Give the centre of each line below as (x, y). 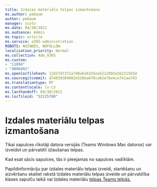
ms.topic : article (24, 37)
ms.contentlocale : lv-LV (30, 87)
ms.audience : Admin (25, 32)
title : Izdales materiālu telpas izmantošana (52, 10)
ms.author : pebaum (24, 14)
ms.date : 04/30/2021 (26, 28)
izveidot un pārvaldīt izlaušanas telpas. (45, 150)
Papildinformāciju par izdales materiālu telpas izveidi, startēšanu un (73, 169)
